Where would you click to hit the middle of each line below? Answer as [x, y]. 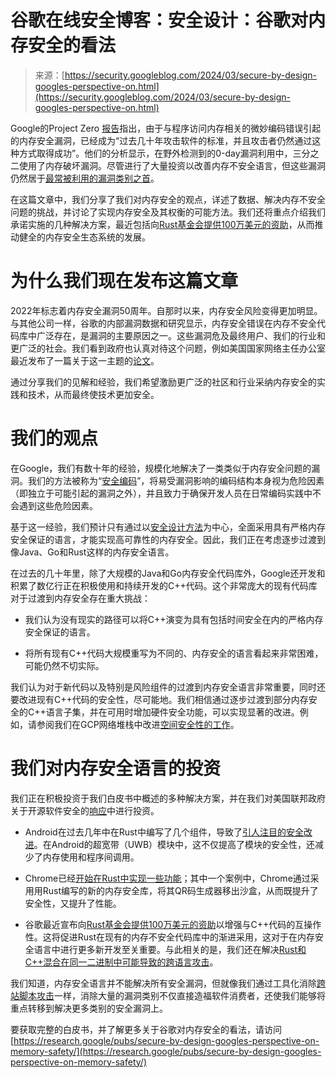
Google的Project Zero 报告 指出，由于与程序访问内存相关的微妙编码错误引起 [166, 128]
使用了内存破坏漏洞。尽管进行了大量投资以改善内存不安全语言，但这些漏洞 [172, 165]
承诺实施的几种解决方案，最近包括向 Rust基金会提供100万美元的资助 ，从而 [162, 224]
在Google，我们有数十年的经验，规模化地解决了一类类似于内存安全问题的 [161, 468]
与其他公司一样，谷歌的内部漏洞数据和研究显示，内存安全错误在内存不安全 [163, 323]
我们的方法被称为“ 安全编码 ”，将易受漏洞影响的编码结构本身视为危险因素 [176, 480]
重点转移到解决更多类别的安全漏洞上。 [89, 1008]
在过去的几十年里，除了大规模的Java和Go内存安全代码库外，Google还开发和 [168, 573]
